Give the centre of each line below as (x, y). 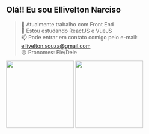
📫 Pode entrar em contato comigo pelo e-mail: (79, 37)
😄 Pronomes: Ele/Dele (49, 52)
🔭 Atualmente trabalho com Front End (67, 24)
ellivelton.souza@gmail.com (56, 46)
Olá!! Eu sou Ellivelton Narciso (64, 10)
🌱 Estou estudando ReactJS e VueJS (66, 31)
